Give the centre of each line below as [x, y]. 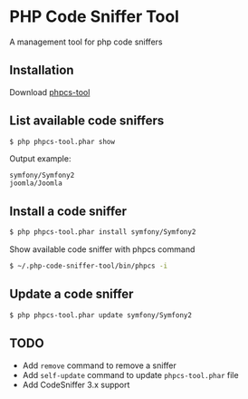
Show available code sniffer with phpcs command [102, 249]
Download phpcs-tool [50, 92]
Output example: [40, 159]
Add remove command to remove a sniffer [99, 365]
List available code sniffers [87, 121]
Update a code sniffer [72, 294]
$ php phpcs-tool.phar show [62, 141]
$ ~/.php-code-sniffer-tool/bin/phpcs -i [89, 266]
